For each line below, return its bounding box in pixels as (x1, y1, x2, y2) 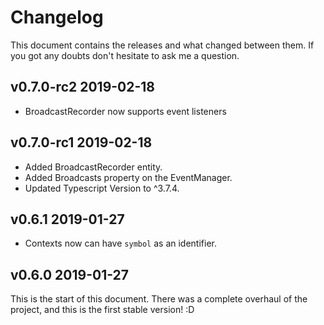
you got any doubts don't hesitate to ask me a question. (10, 49, 240, 61)
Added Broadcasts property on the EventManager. (24, 171, 233, 183)
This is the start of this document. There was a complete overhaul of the (10, 293, 308, 305)
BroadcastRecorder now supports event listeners (24, 105, 227, 117)
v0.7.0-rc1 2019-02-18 (10, 134, 153, 151)
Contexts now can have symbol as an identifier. (24, 237, 217, 250)
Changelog (10, 6, 104, 29)
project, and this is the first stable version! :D (10, 304, 195, 316)
